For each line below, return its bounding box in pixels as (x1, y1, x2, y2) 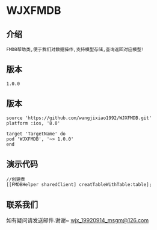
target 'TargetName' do (6, 131, 66, 137)
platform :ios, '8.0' (6, 120, 61, 126)
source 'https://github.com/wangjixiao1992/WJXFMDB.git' (6, 115, 152, 121)
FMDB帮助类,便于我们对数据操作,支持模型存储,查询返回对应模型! (6, 46, 144, 52)
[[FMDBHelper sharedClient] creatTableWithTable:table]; (6, 182, 152, 188)
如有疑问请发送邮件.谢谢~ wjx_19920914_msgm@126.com (6, 217, 149, 224)
